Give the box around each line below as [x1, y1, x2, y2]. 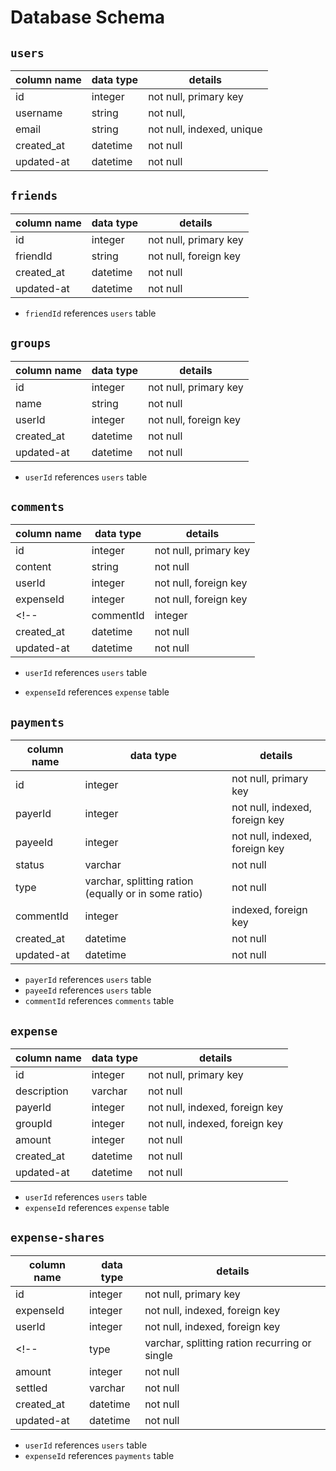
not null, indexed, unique [148, 122, 263, 136]
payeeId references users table [24, 984, 152, 996]
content [15, 560, 52, 574]
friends [10, 189, 58, 203]
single [144, 1348, 173, 1362]
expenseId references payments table [24, 1449, 175, 1461]
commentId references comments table [24, 995, 175, 1007]
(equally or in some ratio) [84, 887, 203, 901]
